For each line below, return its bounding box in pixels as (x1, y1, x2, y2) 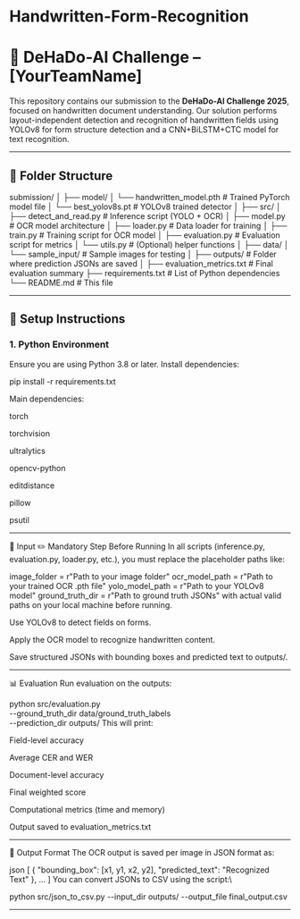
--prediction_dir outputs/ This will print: (9, 717, 154, 728)
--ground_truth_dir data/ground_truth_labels (9, 708, 171, 719)
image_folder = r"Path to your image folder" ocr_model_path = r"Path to (9, 570, 274, 582)
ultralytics (9, 445, 46, 456)
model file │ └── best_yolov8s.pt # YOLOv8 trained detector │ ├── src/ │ (9, 201, 281, 212)
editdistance (9, 480, 55, 491)
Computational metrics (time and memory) (9, 804, 165, 814)
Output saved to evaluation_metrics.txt (9, 821, 152, 832)
